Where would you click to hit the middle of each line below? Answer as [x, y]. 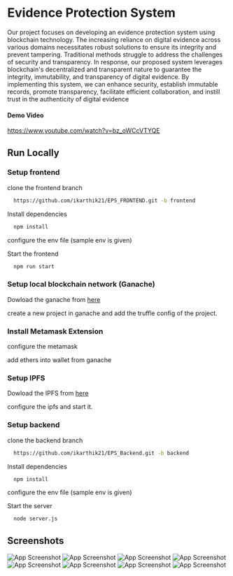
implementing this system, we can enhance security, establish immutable [113, 84]
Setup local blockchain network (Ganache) [81, 285]
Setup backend [34, 425]
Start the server [30, 506]
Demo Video [26, 115]
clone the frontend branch [45, 187]
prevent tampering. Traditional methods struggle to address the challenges [115, 55]
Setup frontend [34, 173]
